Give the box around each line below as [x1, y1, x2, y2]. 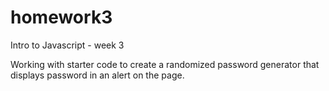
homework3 [10, 6, 113, 29]
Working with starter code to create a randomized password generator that [10, 58, 320, 70]
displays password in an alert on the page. [10, 69, 185, 81]
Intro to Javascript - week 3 [10, 39, 125, 51]
